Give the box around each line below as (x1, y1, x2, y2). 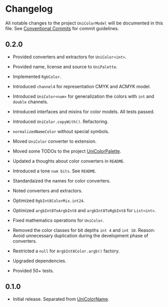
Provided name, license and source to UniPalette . (12, 63, 118, 69)
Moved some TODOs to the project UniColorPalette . (12, 148, 121, 154)
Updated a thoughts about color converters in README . (12, 158, 125, 164)
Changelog (5, 3, 53, 15)
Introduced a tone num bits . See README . (12, 168, 97, 174)
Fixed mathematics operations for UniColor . (12, 217, 104, 223)
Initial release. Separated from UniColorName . (12, 296, 109, 302)
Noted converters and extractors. (12, 187, 83, 194)
